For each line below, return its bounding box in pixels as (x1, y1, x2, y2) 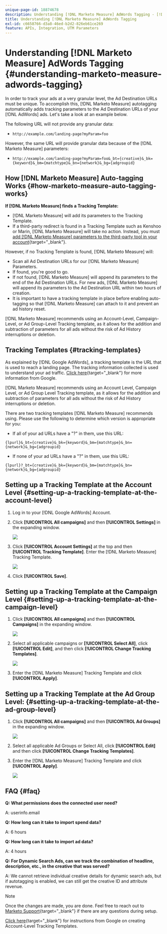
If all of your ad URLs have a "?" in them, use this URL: (12, 430, 124, 436)
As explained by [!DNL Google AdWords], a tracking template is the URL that (5, 359, 162, 365)
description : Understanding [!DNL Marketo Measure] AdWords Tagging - (5, 12, 155, 17)
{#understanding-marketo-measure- (5, 68, 162, 80)
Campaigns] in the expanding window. (12, 621, 92, 628)
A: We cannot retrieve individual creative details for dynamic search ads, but (5, 873, 162, 879)
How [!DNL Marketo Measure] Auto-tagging (5, 174, 144, 182)
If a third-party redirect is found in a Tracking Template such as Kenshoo (12, 223, 162, 229)
